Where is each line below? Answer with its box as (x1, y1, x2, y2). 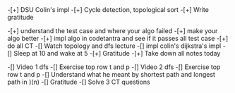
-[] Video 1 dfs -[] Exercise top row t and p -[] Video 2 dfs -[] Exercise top (7, 63, 221, 71)
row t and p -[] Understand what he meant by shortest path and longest (7, 70, 215, 79)
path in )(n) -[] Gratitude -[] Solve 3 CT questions (7, 77, 150, 87)
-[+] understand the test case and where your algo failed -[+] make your (7, 27, 218, 35)
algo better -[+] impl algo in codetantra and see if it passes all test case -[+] (7, 35, 229, 43)
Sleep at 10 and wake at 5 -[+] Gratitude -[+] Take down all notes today (13, 49, 221, 58)
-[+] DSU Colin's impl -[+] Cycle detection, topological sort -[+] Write (7, 6, 210, 14)
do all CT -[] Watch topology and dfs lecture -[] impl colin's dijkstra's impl (7, 42, 222, 50)
